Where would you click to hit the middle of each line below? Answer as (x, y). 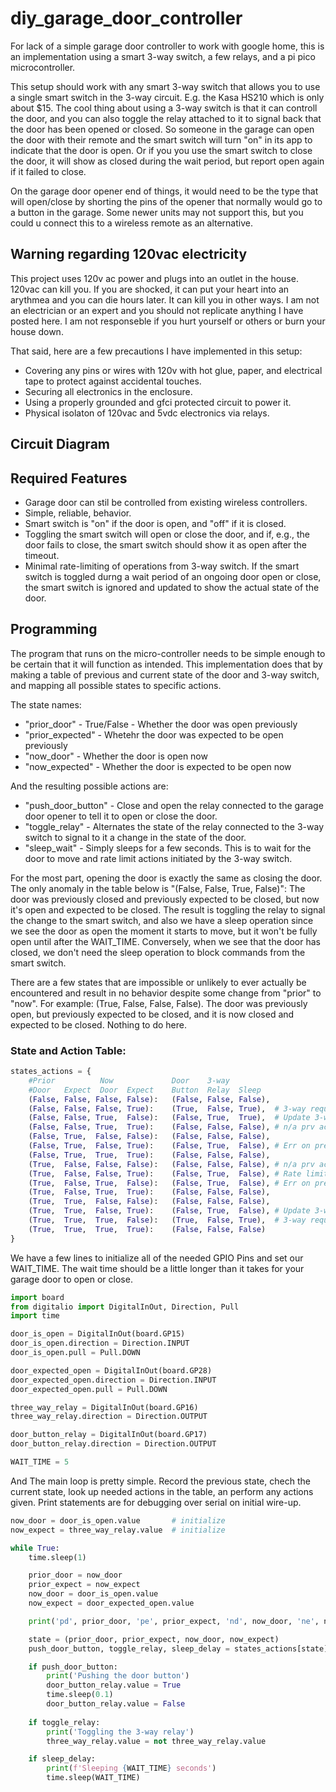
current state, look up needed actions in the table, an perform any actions (162, 1491)
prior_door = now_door (75, 1575)
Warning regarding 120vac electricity (129, 254)
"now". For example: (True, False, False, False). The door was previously (159, 1003)
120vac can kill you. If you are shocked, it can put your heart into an (150, 289)
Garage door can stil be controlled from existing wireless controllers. (166, 502)
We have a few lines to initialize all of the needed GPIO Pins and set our (157, 1258)
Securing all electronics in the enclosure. (108, 391)
